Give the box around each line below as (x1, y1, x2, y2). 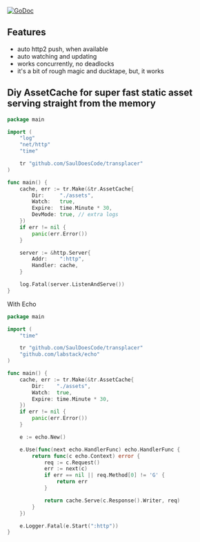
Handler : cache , (32, 262, 79, 269)
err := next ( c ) (43, 465, 88, 472)
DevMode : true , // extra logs (32, 211, 119, 218)
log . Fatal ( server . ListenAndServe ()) (19, 281, 126, 288)
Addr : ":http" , (32, 255, 85, 262)
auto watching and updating (17, 52, 97, 60)
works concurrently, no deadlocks (17, 59, 114, 68)
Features (7, 26, 46, 38)
